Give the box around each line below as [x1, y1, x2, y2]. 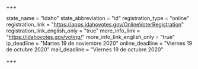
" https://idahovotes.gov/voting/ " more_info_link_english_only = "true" [6, 34, 175, 40]
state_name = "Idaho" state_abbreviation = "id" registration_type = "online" [6, 15, 190, 21]
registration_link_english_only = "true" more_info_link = [6, 27, 140, 34]
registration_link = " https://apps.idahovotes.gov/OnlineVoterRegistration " [6, 21, 184, 28]
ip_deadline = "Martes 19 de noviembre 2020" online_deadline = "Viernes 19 [6, 40, 193, 47]
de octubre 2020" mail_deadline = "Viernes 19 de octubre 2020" [6, 46, 164, 53]
